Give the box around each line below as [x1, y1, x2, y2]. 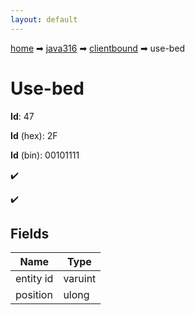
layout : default [10, 14, 78, 25]
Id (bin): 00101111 [10, 149, 80, 161]
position [15, 288, 53, 302]
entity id [15, 272, 54, 286]
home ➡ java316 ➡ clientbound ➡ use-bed [10, 42, 186, 54]
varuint [63, 272, 97, 286]
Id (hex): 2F [10, 129, 58, 141]
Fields [10, 225, 50, 242]
